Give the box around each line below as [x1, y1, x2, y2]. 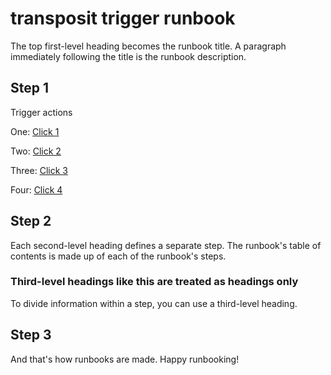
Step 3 [10, 327, 52, 344]
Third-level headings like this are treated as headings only [10, 275, 299, 289]
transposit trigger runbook [10, 7, 236, 30]
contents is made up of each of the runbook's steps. [10, 250, 227, 262]
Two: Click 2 [10, 145, 62, 157]
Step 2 [10, 213, 52, 230]
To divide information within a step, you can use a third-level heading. [10, 297, 298, 309]
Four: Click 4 [10, 183, 63, 196]
